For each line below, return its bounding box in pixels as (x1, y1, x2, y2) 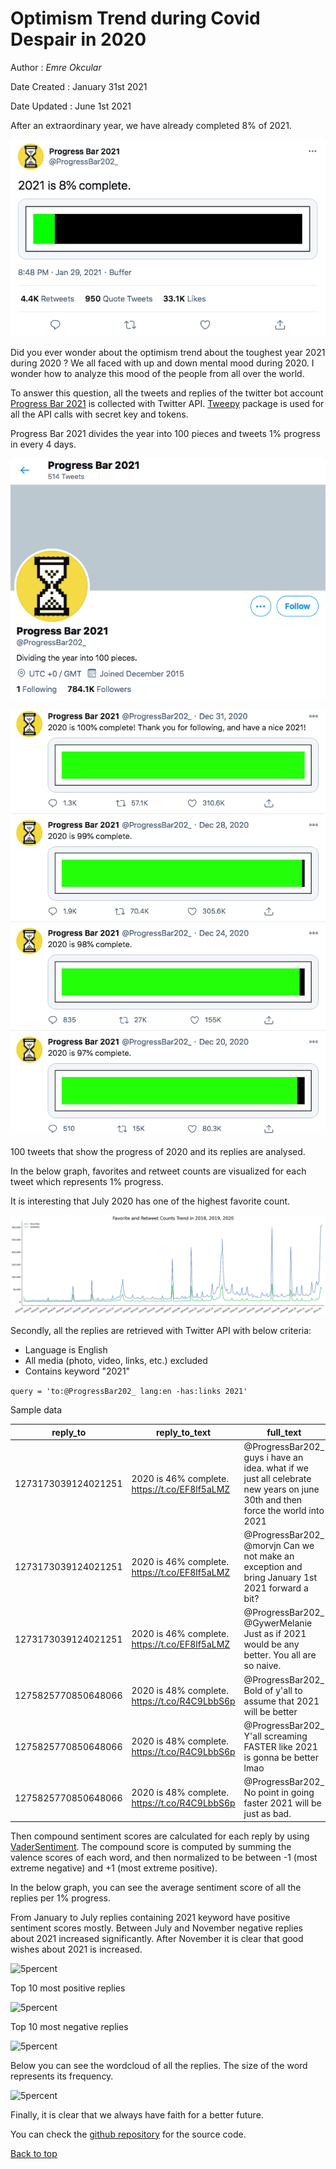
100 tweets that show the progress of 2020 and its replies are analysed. (10, 1145, 306, 1157)
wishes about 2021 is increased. (10, 1943, 143, 1955)
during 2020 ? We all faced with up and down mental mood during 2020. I (10, 357, 315, 369)
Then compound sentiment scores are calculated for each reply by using (10, 1830, 310, 1842)
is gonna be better (243, 1751, 319, 1763)
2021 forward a (243, 1582, 309, 1594)
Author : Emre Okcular (10, 61, 102, 73)
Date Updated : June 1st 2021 (10, 100, 132, 112)
